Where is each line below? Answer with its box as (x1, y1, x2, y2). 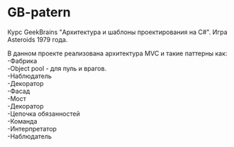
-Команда (7, 116, 38, 125)
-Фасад (7, 87, 30, 95)
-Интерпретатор (7, 124, 57, 133)
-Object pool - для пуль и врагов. (7, 64, 107, 72)
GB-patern (7, 4, 71, 21)
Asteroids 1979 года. (7, 35, 68, 43)
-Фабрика (7, 56, 38, 65)
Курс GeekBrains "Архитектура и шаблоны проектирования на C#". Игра (7, 28, 228, 36)
